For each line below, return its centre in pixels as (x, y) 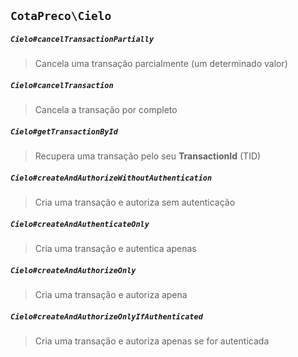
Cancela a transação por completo (106, 110)
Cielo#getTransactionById (64, 131)
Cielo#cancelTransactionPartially (82, 39)
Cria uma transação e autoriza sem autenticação (135, 202)
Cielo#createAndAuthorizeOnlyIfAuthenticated (106, 316)
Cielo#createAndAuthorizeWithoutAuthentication (111, 178)
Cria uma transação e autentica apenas (115, 249)
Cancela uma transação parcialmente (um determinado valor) (161, 64)
